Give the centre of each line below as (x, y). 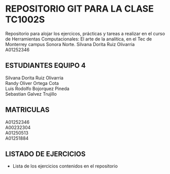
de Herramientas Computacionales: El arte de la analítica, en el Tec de (79, 39)
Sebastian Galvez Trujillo (31, 94)
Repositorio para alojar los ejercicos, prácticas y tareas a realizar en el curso (85, 33)
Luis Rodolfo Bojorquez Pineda (37, 89)
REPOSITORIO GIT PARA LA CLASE (79, 9)
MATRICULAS (27, 110)
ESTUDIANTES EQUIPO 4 (46, 66)
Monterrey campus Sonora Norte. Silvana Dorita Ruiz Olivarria (70, 44)
